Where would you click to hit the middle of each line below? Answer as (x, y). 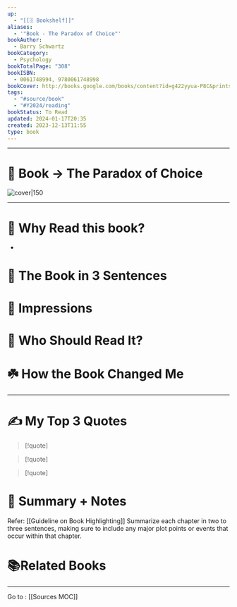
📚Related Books (57, 565)
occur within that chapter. (45, 536)
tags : (15, 92)
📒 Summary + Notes (67, 501)
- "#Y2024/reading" (42, 106)
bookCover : (23, 86)
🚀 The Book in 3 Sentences (87, 276)
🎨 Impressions (50, 308)
